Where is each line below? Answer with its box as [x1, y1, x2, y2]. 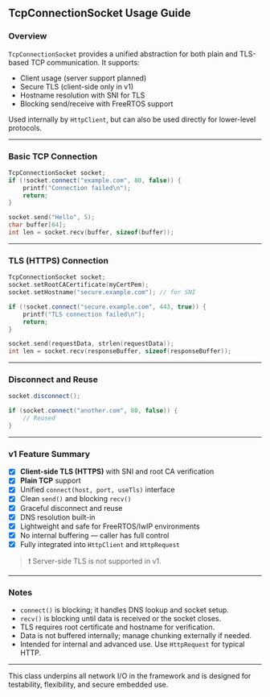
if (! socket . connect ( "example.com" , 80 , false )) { [8, 176, 182, 185]
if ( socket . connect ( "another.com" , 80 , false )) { [8, 407, 178, 415]
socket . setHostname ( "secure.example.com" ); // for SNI [8, 288, 196, 297]
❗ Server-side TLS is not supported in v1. [27, 556, 162, 566]
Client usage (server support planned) [19, 73, 147, 83]
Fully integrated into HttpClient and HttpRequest [19, 539, 180, 549]
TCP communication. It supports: [31, 57, 140, 67]
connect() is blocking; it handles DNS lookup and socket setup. [19, 605, 229, 615]
